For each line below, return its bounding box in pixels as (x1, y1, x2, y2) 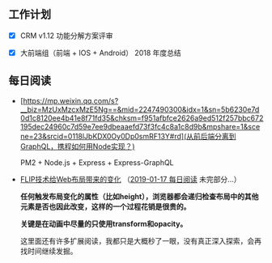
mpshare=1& (206, 121, 249, 131)
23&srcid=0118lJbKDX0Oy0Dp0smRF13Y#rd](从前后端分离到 (33, 131, 236, 141)
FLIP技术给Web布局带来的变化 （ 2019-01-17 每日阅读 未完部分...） (19, 174, 241, 184)
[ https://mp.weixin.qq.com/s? (19, 95, 119, 105)
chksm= (114, 112, 142, 123)
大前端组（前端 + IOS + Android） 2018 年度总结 (19, 48, 182, 57)
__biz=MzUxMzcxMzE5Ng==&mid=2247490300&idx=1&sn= (19, 104, 222, 114)
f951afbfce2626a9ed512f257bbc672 (141, 112, 264, 123)
